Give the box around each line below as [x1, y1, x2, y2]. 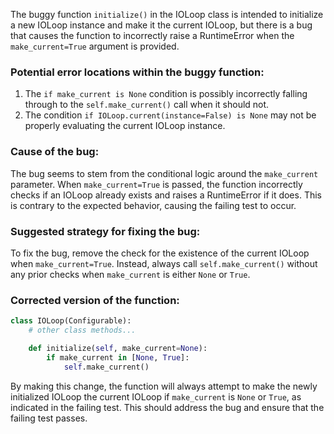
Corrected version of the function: [10, 293, 180, 307]
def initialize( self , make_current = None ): [28, 343, 208, 353]
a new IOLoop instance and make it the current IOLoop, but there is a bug [10, 19, 313, 31]
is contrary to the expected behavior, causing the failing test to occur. [10, 199, 297, 211]
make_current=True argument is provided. [10, 40, 180, 52]
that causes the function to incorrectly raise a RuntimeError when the [10, 30, 295, 41]
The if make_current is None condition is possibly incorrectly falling [24, 88, 308, 100]
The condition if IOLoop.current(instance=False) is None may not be [24, 109, 317, 121]
